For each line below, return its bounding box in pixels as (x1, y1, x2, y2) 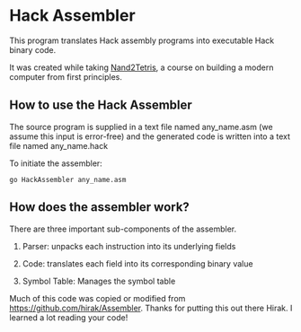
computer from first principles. (9, 71, 123, 82)
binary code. (9, 44, 57, 55)
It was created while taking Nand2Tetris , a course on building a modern (9, 62, 274, 73)
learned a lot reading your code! (9, 311, 128, 323)
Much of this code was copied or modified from (9, 293, 186, 303)
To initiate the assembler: (9, 158, 103, 169)
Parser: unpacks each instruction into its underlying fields (22, 240, 236, 251)
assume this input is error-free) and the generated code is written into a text (9, 131, 290, 142)
